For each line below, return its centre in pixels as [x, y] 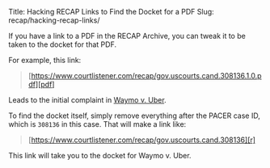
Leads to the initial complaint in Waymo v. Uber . [88, 100]
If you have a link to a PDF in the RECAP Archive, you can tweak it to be [127, 36]
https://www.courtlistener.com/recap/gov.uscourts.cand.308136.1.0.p [146, 76]
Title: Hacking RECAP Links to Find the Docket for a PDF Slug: [111, 12]
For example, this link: [45, 60]
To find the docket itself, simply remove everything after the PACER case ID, [134, 115]
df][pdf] [41, 84]
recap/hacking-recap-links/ [54, 20]
